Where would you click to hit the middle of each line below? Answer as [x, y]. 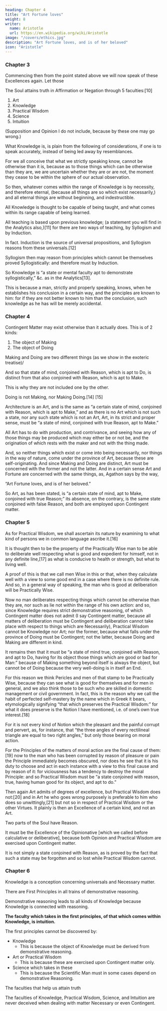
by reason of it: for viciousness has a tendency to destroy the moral [75, 771]
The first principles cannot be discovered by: [51, 931]
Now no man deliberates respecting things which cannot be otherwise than [82, 600]
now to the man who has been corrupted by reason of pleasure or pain [87, 755]
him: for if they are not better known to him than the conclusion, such [76, 298]
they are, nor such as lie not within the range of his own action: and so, [78, 605]
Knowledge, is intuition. [30, 921]
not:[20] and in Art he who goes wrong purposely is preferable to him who [82, 797]
